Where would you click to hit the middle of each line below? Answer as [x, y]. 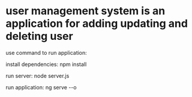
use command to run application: [46, 52]
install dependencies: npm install [46, 64]
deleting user [39, 36]
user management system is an [85, 11]
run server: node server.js [37, 76]
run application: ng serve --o [41, 87]
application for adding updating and [97, 24]
